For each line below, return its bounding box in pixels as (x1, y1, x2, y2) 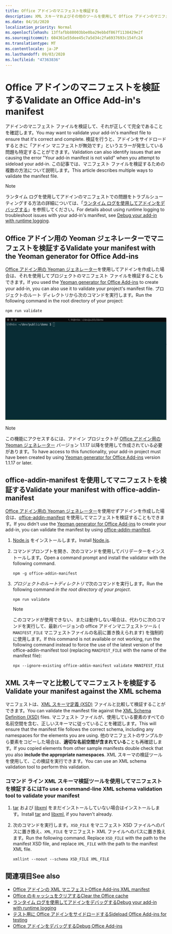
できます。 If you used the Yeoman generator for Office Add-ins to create (5, 279, 159, 285)
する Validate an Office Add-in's (5, 94, 141, 106)
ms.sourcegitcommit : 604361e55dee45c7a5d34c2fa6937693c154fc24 (5, 35, 143, 41)
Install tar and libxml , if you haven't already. (21, 811, 113, 817)
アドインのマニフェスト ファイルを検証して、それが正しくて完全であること (5, 123, 163, 130)
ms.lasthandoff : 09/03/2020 (5, 51, 66, 57)
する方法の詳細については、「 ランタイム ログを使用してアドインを (23, 200, 161, 206)
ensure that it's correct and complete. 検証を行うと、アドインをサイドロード (5, 136, 167, 142)
